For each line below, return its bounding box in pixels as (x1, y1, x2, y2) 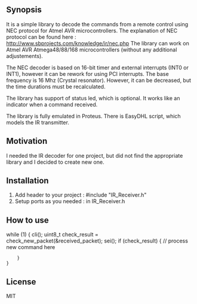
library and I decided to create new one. (6, 158, 104, 165)
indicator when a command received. (6, 101, 98, 108)
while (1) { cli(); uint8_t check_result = (6, 231, 98, 238)
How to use (6, 215, 49, 225)
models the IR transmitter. (6, 119, 70, 126)
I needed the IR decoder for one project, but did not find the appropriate (6, 152, 183, 159)
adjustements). (6, 52, 43, 59)
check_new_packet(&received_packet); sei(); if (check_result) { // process (6, 237, 188, 244)
